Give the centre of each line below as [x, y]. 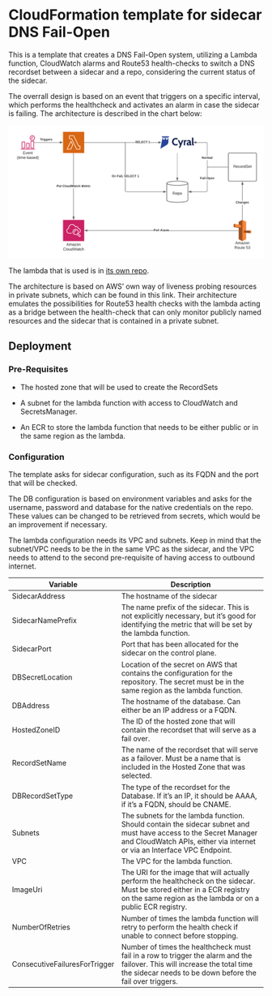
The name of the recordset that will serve [190, 750]
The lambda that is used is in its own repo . [79, 271]
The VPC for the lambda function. [177, 861]
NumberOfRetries [41, 927]
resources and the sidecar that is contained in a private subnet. [114, 321]
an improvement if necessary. [58, 525]
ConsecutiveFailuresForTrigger [63, 964]
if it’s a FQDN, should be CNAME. [176, 804]
